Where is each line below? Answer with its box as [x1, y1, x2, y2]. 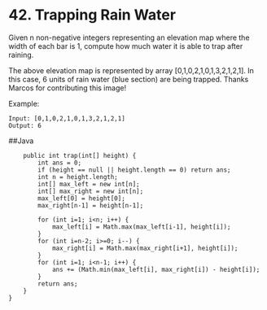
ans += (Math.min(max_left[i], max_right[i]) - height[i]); [51, 265, 260, 273]
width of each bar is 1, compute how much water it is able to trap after [8, 41, 243, 50]
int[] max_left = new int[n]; [37, 180, 140, 188]
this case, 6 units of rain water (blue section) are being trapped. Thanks [8, 74, 249, 84]
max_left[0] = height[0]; [37, 194, 126, 203]
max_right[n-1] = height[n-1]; [37, 201, 144, 209]
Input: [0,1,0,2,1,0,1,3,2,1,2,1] [8, 114, 126, 123]
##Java [8, 136, 34, 146]
